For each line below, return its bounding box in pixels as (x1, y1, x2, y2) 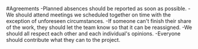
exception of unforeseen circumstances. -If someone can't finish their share (6, 18, 191, 24)
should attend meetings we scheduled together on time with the (15, 11, 171, 18)
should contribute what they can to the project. (6, 37, 121, 43)
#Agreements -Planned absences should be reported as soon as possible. (6, 5, 187, 12)
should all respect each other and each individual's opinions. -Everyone (6, 30, 181, 37)
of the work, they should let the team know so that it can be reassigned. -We (6, 24, 192, 31)
